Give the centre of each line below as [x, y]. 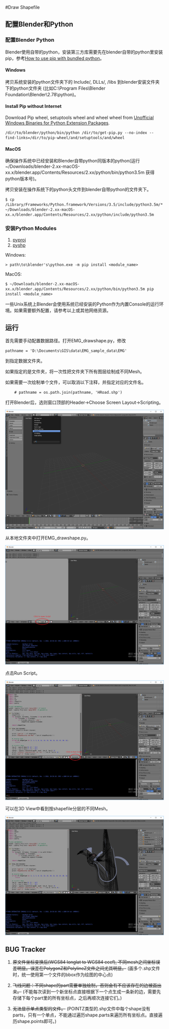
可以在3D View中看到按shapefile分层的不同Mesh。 [58, 808]
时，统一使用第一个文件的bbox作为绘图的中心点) [63, 975]
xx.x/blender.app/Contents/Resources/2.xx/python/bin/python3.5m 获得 [80, 172]
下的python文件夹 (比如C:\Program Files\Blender [55, 88]
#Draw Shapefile [23, 7]
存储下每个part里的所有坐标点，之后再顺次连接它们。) [67, 998]
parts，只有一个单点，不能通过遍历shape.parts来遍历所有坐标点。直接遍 [87, 1015]
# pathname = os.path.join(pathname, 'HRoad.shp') [68, 393]
